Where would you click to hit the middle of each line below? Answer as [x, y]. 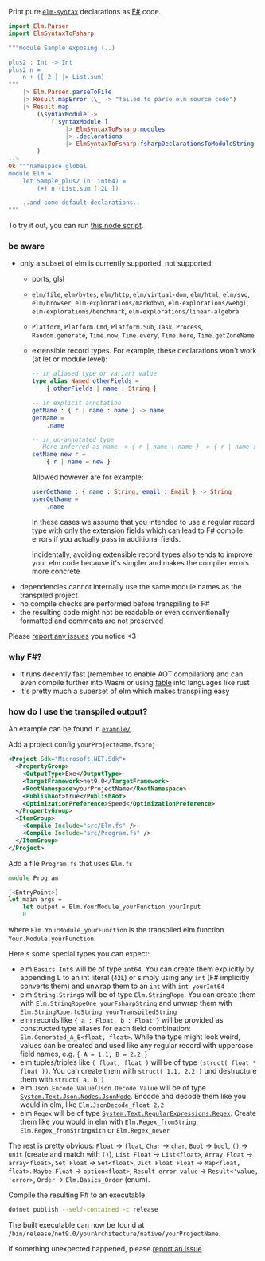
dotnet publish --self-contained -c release [83, 1210]
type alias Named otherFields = [85, 381]
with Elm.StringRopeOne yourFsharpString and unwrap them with [126, 1003]
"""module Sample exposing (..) [62, 48]
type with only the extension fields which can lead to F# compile [137, 530]
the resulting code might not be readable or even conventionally [125, 612]
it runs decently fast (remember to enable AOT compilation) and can [131, 674]
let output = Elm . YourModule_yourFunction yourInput [112, 907]
